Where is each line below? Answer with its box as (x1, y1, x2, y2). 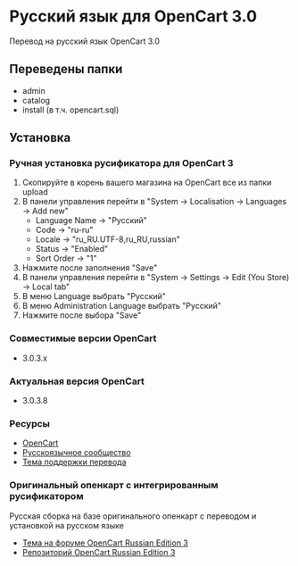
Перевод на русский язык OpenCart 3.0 (9, 36, 161, 46)
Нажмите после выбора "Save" (21, 310, 142, 320)
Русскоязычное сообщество (21, 447, 131, 458)
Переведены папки (9, 62, 123, 77)
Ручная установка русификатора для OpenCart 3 (9, 157, 234, 170)
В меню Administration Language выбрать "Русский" (21, 301, 221, 312)
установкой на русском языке (9, 520, 125, 530)
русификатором (9, 490, 84, 503)
